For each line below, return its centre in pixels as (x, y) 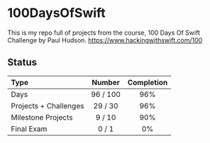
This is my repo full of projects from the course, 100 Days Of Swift (104, 33)
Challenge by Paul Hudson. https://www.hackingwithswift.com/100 (105, 40)
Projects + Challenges (48, 105)
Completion (148, 82)
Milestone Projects (42, 117)
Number (106, 82)
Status (22, 63)
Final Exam (29, 129)
